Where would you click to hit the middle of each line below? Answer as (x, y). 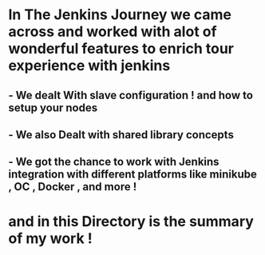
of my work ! (51, 238)
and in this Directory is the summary (131, 221)
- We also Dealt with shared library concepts (121, 135)
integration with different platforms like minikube (132, 175)
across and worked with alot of (113, 32)
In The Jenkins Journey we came (120, 15)
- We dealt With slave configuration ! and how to (131, 95)
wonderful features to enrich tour (121, 49)
